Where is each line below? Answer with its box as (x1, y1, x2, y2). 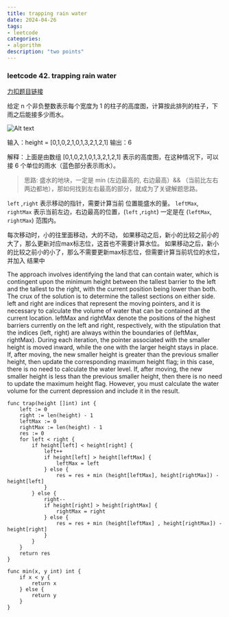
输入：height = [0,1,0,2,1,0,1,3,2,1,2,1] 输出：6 (7, 138, 132, 147)
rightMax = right (56, 508, 106, 515)
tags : (7, 23, 23, 29)
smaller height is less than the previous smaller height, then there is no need (7, 372, 223, 380)
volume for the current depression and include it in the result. (7, 387, 180, 395)
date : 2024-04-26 (7, 16, 57, 23)
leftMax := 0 (19, 418, 57, 425)
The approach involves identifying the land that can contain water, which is (7, 270, 219, 278)
